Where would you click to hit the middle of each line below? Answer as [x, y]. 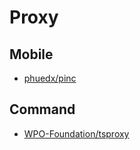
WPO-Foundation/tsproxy [76, 133]
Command [42, 109]
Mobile [31, 54]
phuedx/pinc [50, 78]
